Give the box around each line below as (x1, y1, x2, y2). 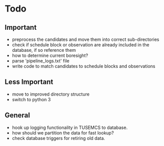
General (5, 111, 31, 120)
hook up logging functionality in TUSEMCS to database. (12, 124, 128, 130)
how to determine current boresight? (12, 52, 89, 58)
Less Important (5, 78, 53, 86)
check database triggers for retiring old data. (12, 135, 105, 141)
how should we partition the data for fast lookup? (12, 129, 114, 136)
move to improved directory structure (12, 91, 90, 97)
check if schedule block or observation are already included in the (12, 42, 149, 48)
